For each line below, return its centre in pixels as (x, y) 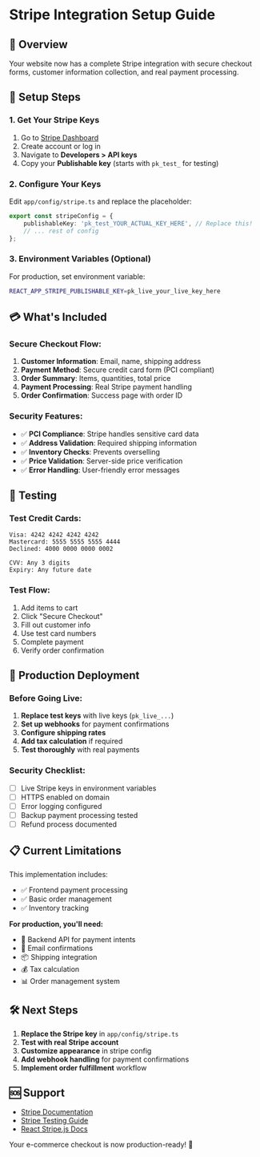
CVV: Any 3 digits (40, 563)
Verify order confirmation (62, 650)
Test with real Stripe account (70, 1042)
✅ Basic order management (66, 899)
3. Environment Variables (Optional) (80, 259)
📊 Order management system (70, 981)
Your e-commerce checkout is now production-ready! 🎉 (101, 1145)
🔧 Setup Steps (45, 97)
